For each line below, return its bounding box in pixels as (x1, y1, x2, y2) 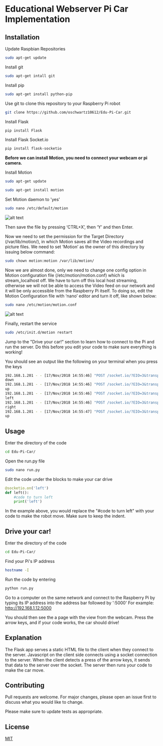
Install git (5, 64, 23, 70)
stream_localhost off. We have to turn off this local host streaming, (5, 277, 138, 283)
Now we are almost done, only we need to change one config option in (5, 267, 147, 273)
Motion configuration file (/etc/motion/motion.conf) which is (5, 272, 125, 278)
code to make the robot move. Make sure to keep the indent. (5, 513, 126, 519)
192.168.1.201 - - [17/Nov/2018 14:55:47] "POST (5, 409, 105, 414)
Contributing (5, 681, 45, 689)
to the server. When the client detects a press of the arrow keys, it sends (5, 657, 150, 662)
